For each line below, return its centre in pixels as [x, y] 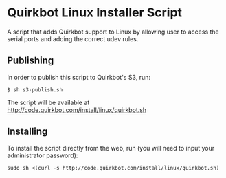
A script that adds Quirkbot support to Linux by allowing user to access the [113, 32]
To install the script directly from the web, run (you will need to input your [111, 148]
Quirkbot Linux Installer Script [95, 13]
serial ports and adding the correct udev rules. [73, 38]
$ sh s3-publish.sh [35, 90]
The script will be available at [48, 102]
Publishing [31, 61]
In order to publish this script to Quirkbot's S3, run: [79, 77]
